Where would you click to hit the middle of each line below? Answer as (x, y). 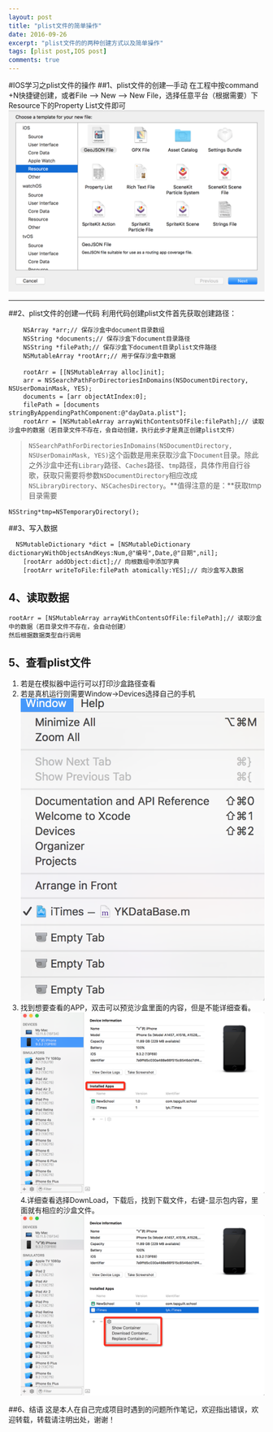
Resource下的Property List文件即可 (67, 105)
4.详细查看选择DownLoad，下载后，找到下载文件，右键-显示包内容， (136, 1200)
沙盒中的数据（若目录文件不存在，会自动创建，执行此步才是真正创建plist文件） (123, 431)
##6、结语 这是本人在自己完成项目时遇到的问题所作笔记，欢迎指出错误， (130, 1409)
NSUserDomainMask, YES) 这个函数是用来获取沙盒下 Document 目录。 (136, 455)
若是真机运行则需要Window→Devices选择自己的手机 (108, 693)
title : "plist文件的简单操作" (55, 26)
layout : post (30, 17)
